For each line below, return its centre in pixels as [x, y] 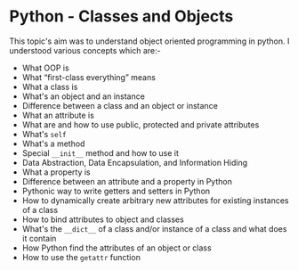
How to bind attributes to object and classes [103, 219]
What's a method [53, 144]
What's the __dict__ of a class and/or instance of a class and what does [154, 228]
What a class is [50, 86]
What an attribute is [58, 115]
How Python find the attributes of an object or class [117, 248]
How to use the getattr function [81, 257]
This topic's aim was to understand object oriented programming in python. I [149, 41]
